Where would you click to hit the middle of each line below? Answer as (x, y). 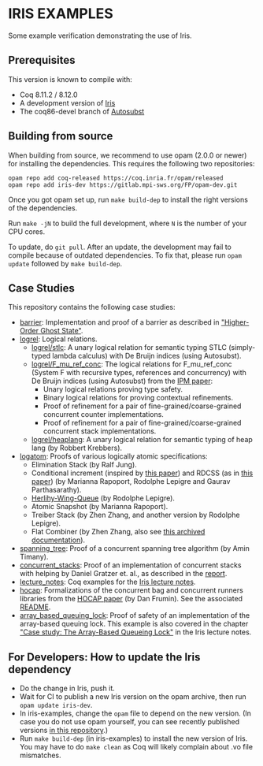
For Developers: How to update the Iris (104, 657)
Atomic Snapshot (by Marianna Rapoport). (100, 507)
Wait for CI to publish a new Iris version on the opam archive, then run (133, 697)
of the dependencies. (43, 208)
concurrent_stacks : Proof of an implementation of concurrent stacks (130, 565)
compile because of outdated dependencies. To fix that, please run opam (125, 255)
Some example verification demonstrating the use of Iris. (100, 35)
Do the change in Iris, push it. (67, 688)
